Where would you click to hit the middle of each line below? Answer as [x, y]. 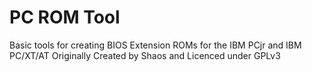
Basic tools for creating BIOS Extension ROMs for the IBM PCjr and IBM [155, 45]
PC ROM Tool [65, 17]
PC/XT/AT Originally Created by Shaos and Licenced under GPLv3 [145, 55]
